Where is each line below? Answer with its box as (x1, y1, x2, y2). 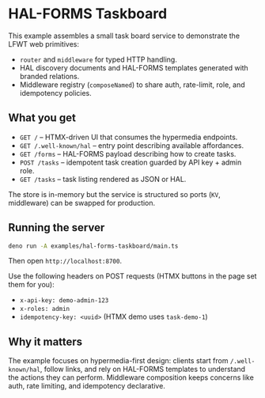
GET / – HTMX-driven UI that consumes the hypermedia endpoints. (19, 132, 238, 142)
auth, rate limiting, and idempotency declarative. (8, 381, 166, 391)
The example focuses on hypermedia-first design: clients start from (8, 356, 229, 366)
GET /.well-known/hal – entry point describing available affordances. (19, 140, 244, 150)
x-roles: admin (19, 305, 70, 313)
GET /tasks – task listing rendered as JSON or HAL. (19, 174, 187, 184)
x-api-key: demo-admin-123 (19, 297, 109, 305)
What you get (8, 112, 77, 125)
